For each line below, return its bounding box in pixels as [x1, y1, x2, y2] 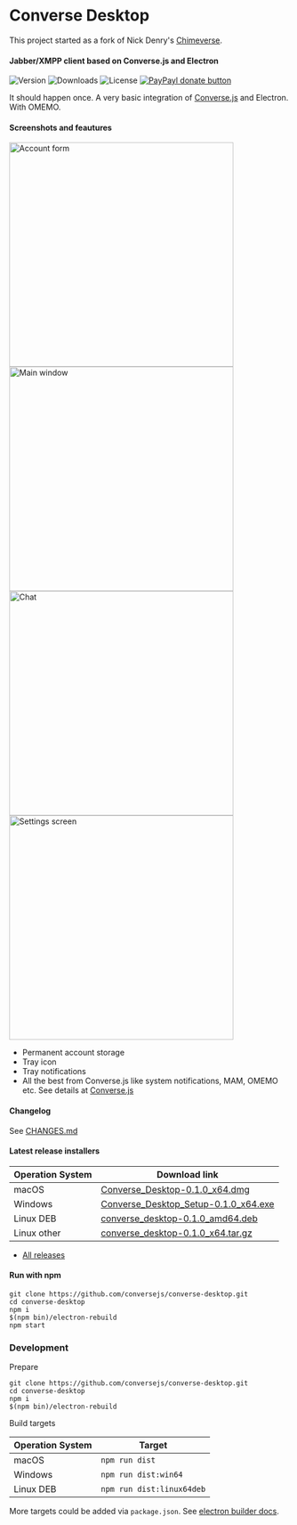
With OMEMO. [9, 102, 61, 112]
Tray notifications [21, 1066, 87, 1077]
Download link [157, 1168, 219, 1180]
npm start [9, 1320, 46, 1330]
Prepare [9, 1362, 38, 1373]
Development [9, 1342, 69, 1354]
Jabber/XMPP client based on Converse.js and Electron [9, 55, 220, 66]
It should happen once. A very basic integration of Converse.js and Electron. [9, 93, 289, 103]
